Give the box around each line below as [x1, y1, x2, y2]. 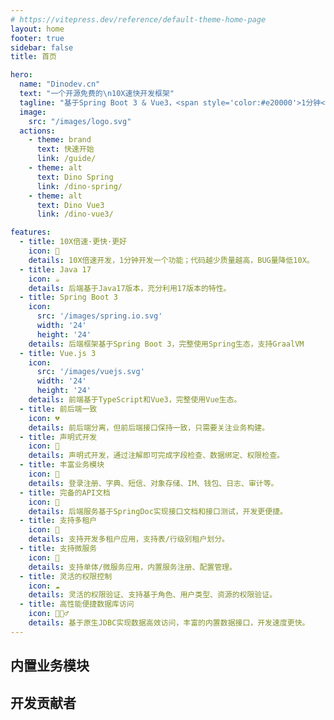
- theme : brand [28, 135, 92, 145]
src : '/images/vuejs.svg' [36, 367, 145, 377]
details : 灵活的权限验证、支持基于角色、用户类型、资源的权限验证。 [28, 590, 278, 600]
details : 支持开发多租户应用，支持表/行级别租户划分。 [28, 534, 230, 545]
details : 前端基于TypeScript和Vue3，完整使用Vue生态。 [28, 395, 242, 405]
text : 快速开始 [36, 144, 95, 155]
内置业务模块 [10, 657, 90, 675]
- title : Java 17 [19, 264, 92, 275]
